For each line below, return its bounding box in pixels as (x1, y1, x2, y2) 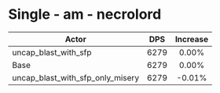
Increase (174, 34, 209, 45)
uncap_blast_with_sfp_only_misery (12, 72, 140, 83)
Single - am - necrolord (8, 5, 162, 23)
